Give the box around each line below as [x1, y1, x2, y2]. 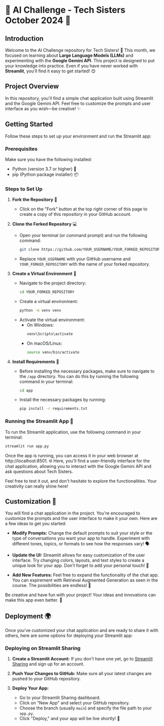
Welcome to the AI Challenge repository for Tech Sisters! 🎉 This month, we [5, 47, 155, 53]
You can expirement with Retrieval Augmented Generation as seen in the [12, 577, 158, 583]
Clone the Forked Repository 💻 [12, 221, 77, 227]
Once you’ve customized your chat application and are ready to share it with [5, 628, 159, 633]
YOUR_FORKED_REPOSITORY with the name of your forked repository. [19, 261, 150, 267]
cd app [19, 388, 33, 393]
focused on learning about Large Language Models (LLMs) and [5, 52, 133, 58]
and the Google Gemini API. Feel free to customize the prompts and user [5, 100, 151, 106]
